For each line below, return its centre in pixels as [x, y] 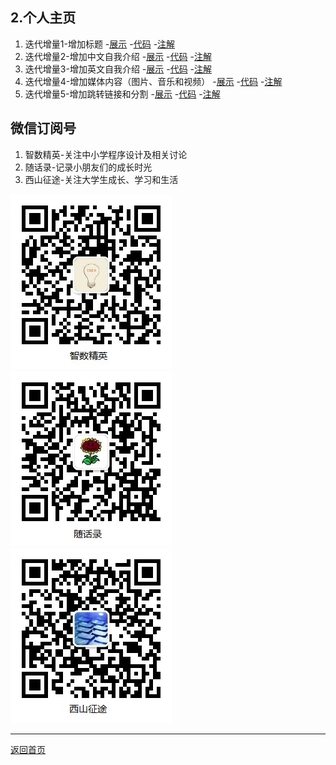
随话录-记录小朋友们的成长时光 [88, 167]
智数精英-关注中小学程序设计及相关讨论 [106, 154]
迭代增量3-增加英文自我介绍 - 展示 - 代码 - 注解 [118, 69]
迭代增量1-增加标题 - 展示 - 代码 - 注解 [100, 44]
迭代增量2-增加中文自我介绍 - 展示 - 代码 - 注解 [118, 56]
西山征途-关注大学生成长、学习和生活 [101, 179]
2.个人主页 [43, 18]
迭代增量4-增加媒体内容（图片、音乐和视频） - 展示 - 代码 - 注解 [153, 81]
